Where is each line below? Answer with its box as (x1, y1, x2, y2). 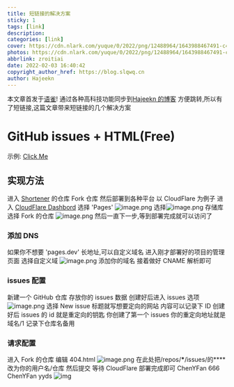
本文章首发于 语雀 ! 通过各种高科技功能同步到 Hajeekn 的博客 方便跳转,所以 (7, 95, 217, 103)
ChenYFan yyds (7, 372, 52, 380)
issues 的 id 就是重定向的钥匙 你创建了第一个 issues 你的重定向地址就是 (20, 310, 226, 319)
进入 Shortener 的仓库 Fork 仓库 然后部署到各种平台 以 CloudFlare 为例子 (7, 194, 216, 203)
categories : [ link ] (7, 36, 64, 43)
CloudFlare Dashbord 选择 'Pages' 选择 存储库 (15, 203, 224, 212)
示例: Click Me (7, 152, 49, 161)
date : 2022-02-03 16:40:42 (7, 62, 86, 69)
